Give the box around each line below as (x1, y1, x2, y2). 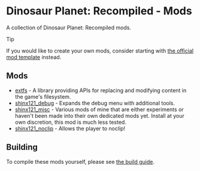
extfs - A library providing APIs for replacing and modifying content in (14, 87, 187, 94)
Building (6, 142, 38, 152)
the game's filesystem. (14, 93, 71, 100)
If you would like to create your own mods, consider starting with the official (6, 47, 193, 54)
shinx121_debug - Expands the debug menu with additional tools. (14, 99, 175, 106)
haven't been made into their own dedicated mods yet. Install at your (14, 112, 184, 119)
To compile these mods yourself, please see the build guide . (6, 158, 154, 165)
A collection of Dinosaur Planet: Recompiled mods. (6, 24, 132, 31)
